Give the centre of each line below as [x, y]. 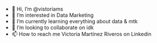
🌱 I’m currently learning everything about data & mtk [75, 21]
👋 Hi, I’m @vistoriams [37, 9]
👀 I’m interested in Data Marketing [52, 15]
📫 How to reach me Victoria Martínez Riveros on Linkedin [81, 34]
